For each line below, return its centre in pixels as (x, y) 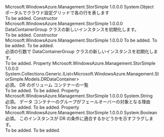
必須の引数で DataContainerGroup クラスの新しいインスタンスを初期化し (79, 51)
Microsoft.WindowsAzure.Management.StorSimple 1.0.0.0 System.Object (80, 7)
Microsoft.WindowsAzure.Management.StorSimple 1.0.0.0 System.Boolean (81, 112)
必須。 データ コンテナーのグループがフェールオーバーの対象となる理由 (78, 102)
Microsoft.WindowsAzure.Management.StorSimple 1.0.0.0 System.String (79, 96)
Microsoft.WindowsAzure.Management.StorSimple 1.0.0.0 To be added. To (81, 40)
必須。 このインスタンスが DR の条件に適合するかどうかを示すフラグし (77, 118)
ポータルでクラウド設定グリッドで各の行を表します (57, 13)
